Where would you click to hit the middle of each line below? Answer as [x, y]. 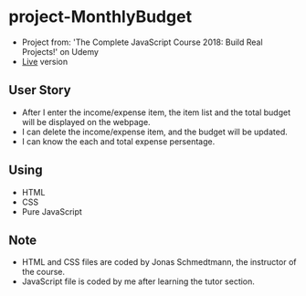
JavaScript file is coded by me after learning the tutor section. [138, 281]
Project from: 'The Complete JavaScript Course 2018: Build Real [142, 42]
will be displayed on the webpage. [86, 122]
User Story [40, 90]
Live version [45, 61]
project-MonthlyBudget [100, 17]
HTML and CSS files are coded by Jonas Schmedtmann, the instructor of [159, 262]
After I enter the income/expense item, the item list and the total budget [156, 112]
